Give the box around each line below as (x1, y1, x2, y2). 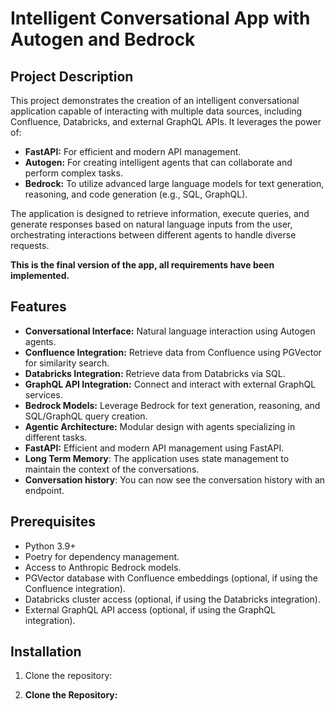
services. (24, 388, 63, 401)
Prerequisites (10, 513, 96, 531)
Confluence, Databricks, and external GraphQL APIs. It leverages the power (10, 116, 322, 127)
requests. (10, 240, 50, 251)
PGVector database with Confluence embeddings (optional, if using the (24, 572, 318, 584)
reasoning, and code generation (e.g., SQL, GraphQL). (24, 188, 248, 200)
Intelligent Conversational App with (10, 7, 311, 30)
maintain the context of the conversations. (24, 463, 200, 475)
